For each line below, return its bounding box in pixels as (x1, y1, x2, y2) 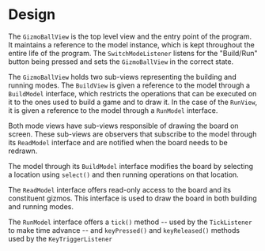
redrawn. (8, 146, 38, 155)
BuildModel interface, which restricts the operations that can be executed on (8, 88, 257, 98)
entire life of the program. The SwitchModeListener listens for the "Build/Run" (8, 48, 258, 58)
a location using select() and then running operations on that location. (8, 170, 239, 179)
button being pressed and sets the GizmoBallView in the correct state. (8, 57, 234, 66)
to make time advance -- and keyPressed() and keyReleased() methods (8, 225, 240, 234)
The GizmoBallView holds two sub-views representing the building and (8, 72, 237, 81)
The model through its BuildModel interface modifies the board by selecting (8, 161, 254, 170)
